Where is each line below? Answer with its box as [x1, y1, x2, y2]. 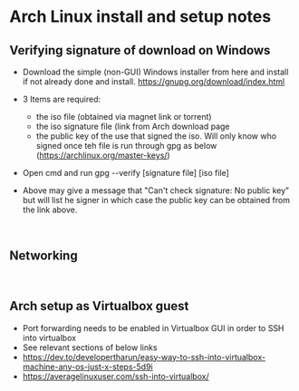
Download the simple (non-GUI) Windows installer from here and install [22, 66, 289, 77]
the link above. [22, 204, 78, 215]
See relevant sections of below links [22, 342, 158, 353]
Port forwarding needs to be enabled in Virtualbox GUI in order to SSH [22, 322, 285, 333]
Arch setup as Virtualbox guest [9, 298, 189, 314]
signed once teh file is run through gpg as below [35, 141, 217, 151]
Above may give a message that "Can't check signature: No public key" [22, 185, 290, 196]
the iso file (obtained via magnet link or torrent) [35, 112, 212, 122]
